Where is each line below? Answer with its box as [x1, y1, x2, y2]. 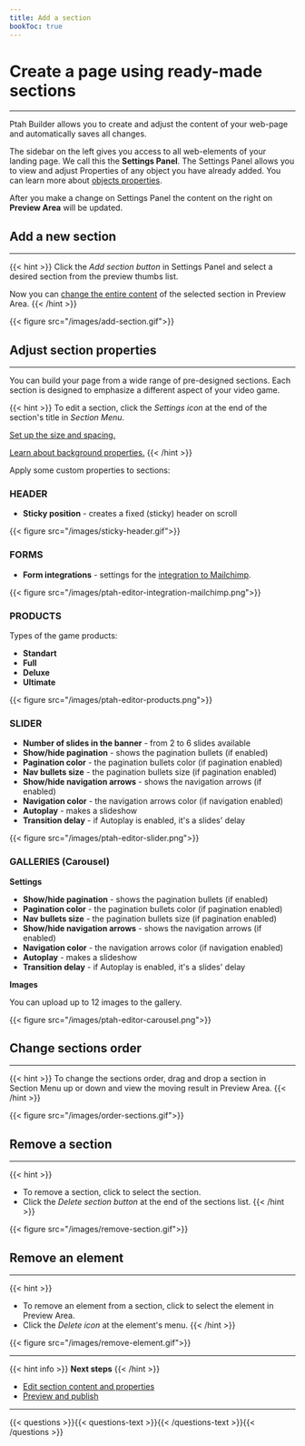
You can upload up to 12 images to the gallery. [9, 997, 182, 1008]
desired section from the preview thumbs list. [9, 271, 179, 282]
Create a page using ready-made [9, 61, 263, 82]
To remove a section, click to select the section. [22, 1187, 202, 1198]
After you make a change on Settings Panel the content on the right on [9, 193, 273, 204]
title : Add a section [9, 13, 92, 23]
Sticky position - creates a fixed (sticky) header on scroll [22, 508, 238, 519]
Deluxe [22, 667, 50, 678]
